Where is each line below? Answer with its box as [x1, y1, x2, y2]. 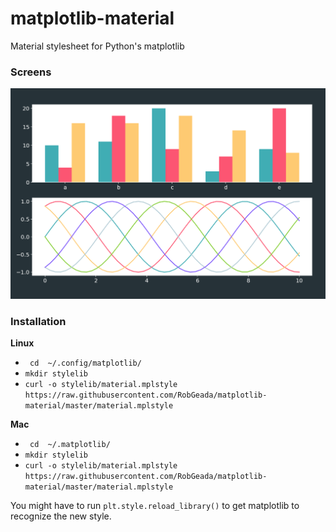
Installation [10, 314, 67, 328]
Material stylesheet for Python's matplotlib [10, 40, 185, 52]
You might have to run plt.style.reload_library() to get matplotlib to [10, 500, 300, 512]
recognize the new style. [10, 510, 112, 522]
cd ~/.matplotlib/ [29, 440, 111, 450]
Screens [10, 65, 52, 79]
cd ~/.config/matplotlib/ [29, 358, 142, 369]
